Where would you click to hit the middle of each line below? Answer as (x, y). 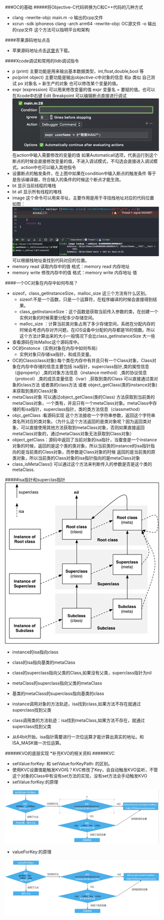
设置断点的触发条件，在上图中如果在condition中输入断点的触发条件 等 (82, 173)
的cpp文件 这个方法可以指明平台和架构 (51, 30)
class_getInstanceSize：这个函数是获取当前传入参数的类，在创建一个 (89, 311)
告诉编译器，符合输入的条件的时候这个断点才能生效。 (70, 179)
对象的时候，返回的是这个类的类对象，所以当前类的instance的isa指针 (81, 446)
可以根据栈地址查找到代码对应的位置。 (51, 260)
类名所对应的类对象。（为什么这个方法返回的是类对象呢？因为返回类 (80, 421)
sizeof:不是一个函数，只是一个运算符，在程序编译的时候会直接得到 (86, 299)
